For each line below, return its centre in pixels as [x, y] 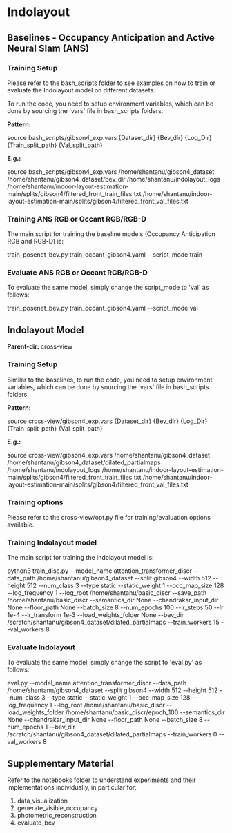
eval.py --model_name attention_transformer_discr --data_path [97, 683]
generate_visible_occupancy [57, 808]
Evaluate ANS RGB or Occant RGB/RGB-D [78, 273]
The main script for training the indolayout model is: [80, 558]
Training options [35, 502]
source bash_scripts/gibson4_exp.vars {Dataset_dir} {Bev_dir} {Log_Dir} [109, 137]
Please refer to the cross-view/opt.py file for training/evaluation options [109, 517]
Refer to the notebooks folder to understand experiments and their [101, 780]
